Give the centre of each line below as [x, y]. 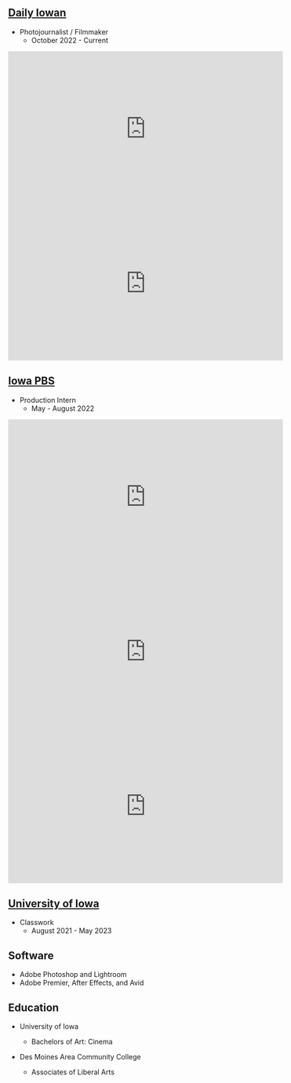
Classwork [36, 923]
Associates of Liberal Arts [73, 1072]
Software [31, 955]
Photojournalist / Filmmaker [64, 31]
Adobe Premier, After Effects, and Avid [82, 983]
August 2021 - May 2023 [71, 931]
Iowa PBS [31, 381]
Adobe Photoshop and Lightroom [73, 975]
